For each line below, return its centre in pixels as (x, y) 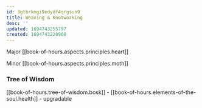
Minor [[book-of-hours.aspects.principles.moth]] (68, 64)
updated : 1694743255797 (37, 29)
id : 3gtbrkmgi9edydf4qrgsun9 (43, 12)
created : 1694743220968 (37, 35)
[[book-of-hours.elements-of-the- (153, 92)
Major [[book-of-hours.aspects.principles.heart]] (68, 52)
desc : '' (17, 23)
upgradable (57, 99)
